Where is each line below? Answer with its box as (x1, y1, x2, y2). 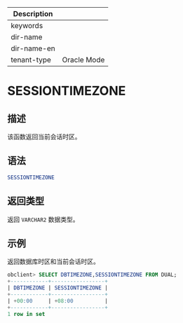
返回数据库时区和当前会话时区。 (7, 257, 100, 266)
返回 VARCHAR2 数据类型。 (7, 215, 79, 224)
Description (13, 9, 53, 18)
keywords (11, 21, 43, 30)
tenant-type (11, 55, 51, 64)
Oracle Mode (62, 55, 105, 64)
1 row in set (7, 310, 46, 317)
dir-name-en (11, 43, 56, 53)
